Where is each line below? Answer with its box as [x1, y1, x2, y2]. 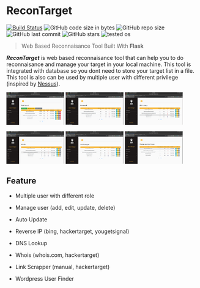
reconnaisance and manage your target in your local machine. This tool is [6, 61, 191, 68]
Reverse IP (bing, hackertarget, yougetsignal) [15, 227, 130, 235]
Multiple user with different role [15, 192, 95, 199]
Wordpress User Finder [15, 275, 75, 282]
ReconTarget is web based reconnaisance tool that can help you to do [6, 54, 183, 61]
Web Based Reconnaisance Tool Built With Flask [21, 42, 144, 50]
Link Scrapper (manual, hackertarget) [15, 263, 110, 270]
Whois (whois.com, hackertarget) [15, 251, 100, 259]
